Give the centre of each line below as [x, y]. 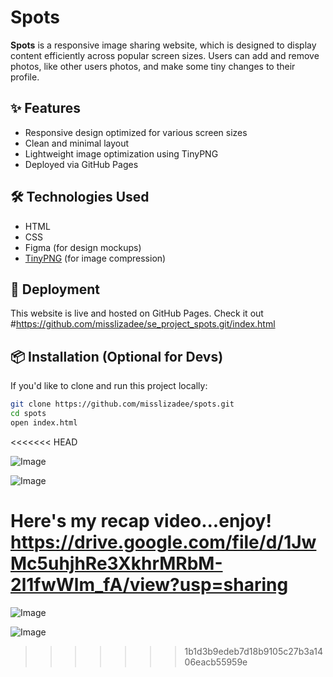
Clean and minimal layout [77, 143]
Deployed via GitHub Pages [81, 164]
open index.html [44, 422]
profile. [25, 77]
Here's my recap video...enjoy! [141, 521]
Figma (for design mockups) [83, 247]
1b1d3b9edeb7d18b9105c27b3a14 [253, 651]
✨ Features [45, 108]
